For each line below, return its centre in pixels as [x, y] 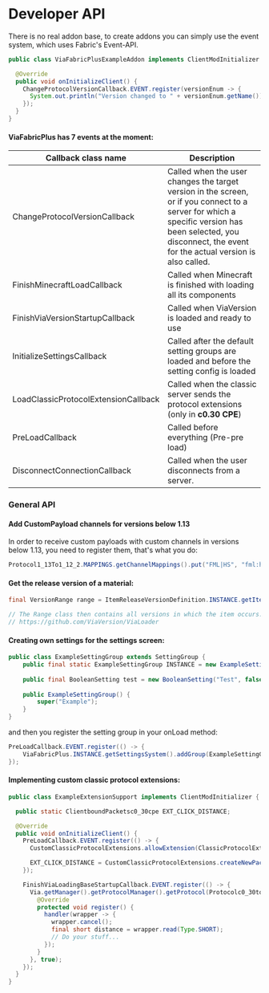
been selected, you [203, 232]
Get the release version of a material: [71, 583]
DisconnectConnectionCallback [72, 470]
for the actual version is [212, 252]
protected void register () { [86, 907]
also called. [189, 262]
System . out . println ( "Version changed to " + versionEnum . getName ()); [148, 96]
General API [32, 505]
